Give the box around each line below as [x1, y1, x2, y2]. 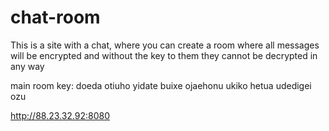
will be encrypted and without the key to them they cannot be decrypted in [10, 49, 318, 61]
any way [10, 60, 45, 72]
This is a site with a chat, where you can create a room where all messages [10, 39, 320, 51]
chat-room [10, 6, 101, 29]
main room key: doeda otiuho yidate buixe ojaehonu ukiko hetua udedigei [10, 79, 312, 91]
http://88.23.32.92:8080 [10, 109, 111, 121]
